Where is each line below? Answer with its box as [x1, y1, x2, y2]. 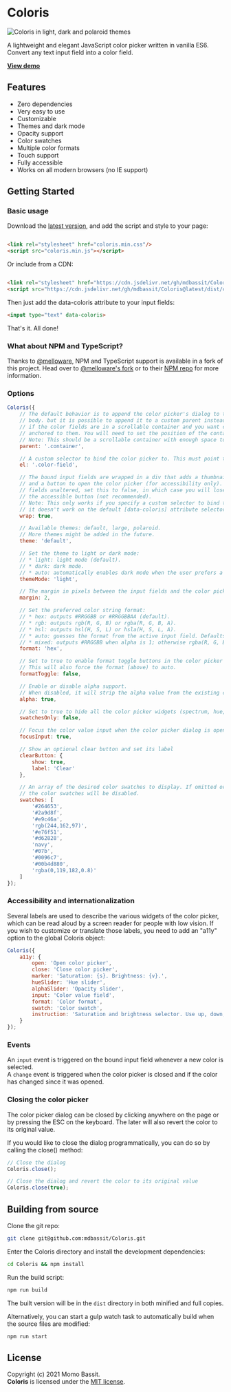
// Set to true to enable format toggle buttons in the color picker [19, 657, 223, 665]
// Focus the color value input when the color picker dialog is [19, 727, 211, 734]
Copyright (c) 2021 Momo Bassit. [7, 1370, 100, 1378]
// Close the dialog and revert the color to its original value [7, 1178, 198, 1185]
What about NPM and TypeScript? [7, 341, 124, 350]
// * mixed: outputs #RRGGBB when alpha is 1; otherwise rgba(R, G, [19, 639, 220, 646]
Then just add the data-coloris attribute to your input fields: [7, 298, 175, 306]
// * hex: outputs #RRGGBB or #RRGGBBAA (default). [19, 613, 170, 620]
